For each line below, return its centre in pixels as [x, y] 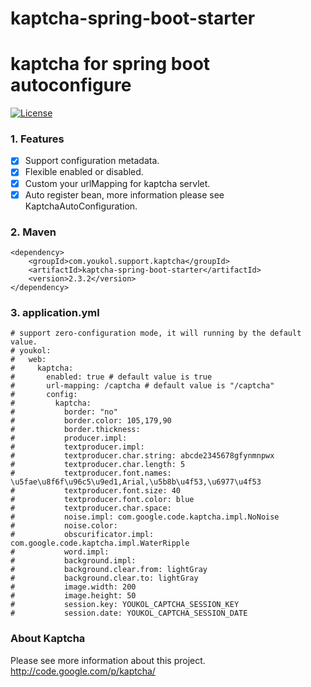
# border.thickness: [75, 430]
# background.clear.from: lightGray [109, 570]
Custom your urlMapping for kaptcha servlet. [117, 183]
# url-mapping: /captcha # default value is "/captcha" [142, 386]
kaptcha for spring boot [110, 64]
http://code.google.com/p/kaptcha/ [83, 671]
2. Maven [33, 232]
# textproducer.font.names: [91, 473]
